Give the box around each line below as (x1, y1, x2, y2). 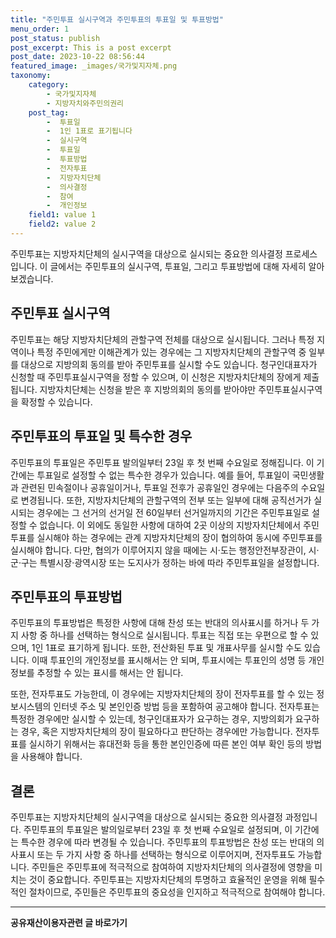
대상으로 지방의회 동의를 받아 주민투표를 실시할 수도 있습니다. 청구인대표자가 (20, 358, 318, 370)
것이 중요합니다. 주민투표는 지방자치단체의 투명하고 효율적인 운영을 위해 (28, 874, 307, 886)
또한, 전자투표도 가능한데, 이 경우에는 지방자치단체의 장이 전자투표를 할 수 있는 (10, 688, 315, 700)
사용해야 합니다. (20, 751, 83, 763)
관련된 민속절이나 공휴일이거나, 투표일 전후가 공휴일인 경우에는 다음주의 (20, 481, 299, 493)
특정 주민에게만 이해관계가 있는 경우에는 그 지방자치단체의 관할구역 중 (36, 346, 307, 358)
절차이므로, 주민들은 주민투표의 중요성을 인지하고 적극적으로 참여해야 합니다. (28, 886, 326, 898)
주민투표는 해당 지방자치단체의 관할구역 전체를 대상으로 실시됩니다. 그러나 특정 (10, 333, 315, 345)
